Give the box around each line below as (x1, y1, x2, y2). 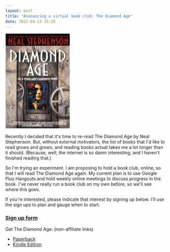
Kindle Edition (12, 241, 42, 247)
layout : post (5, 8, 33, 13)
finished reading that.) (5, 155, 52, 161)
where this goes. (5, 186, 41, 193)
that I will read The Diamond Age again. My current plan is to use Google (5, 170, 157, 176)
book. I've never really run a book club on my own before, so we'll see (5, 181, 152, 187)
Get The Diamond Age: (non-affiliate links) (5, 226, 94, 232)
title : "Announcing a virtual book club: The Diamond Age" (5, 13, 133, 19)
